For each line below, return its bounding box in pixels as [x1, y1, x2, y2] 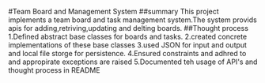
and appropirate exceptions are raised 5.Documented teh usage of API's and [8, 57, 258, 66]
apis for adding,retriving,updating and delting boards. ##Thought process [8, 24, 249, 32]
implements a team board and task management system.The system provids [8, 15, 257, 25]
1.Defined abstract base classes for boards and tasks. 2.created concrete [8, 32, 248, 41]
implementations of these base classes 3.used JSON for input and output [8, 40, 248, 50]
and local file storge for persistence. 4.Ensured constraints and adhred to [8, 49, 247, 58]
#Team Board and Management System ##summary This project [8, 7, 219, 16]
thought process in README [8, 66, 100, 74]
